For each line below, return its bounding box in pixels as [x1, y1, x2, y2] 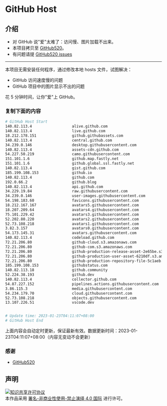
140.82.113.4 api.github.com [5, 184, 103, 189]
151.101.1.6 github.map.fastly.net [5, 156, 119, 162]
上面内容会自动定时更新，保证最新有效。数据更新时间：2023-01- [5, 328, 138, 334]
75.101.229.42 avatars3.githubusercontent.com [5, 212, 139, 217]
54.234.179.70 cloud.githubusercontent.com [5, 291, 133, 296]
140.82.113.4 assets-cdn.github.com [5, 147, 119, 152]
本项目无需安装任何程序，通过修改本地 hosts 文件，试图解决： [5, 66, 132, 72]
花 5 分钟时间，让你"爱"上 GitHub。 [5, 94, 78, 100]
